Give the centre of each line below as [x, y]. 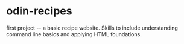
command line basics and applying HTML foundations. [74, 34]
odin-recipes [39, 11]
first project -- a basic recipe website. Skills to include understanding [92, 28]
